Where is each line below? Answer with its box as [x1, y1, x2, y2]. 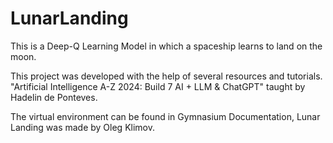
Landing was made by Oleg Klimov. [10, 121, 155, 133]
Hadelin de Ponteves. [10, 91, 98, 103]
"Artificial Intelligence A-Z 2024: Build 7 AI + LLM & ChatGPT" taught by [10, 80, 306, 92]
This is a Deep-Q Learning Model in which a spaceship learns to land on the [10, 40, 323, 52]
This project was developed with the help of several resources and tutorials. [10, 70, 323, 82]
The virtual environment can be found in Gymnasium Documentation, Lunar [10, 110, 321, 122]
